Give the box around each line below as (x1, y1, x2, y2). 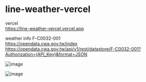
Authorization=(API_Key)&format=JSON (5, 51, 88, 57)
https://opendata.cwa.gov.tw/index (5, 40, 78, 46)
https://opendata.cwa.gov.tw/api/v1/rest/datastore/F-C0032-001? (5, 46, 141, 52)
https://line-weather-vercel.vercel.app (5, 25, 84, 31)
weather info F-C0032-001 (5, 35, 61, 41)
